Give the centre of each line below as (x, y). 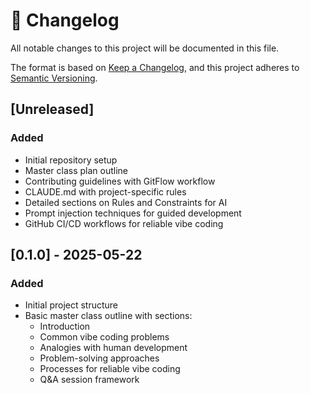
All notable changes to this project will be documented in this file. (145, 48)
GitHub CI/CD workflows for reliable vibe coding (124, 223)
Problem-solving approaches (99, 358)
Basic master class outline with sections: (108, 316)
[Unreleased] (52, 109)
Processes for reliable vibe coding (110, 369)
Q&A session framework (89, 380)
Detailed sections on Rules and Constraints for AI (126, 202)
